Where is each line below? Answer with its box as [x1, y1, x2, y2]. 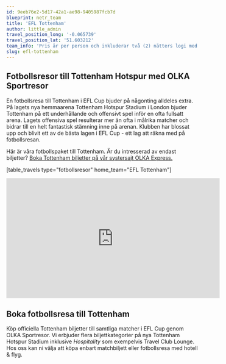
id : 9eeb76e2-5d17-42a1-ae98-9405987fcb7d [6, 9, 116, 15]
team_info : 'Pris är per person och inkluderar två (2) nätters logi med [6, 43, 198, 49]
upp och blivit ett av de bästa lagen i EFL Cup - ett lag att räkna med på [6, 129, 185, 137]
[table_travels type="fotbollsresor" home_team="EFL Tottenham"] [6, 166, 172, 173]
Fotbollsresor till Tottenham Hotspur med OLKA [6, 71, 190, 82]
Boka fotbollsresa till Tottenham [6, 309, 130, 319]
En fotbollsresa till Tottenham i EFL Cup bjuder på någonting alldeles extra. [6, 97, 194, 104]
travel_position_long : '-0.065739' [6, 32, 97, 38]
